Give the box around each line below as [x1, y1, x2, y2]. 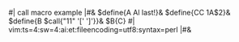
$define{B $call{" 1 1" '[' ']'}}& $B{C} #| [8, 16, 135, 26]
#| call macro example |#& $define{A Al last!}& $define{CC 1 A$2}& [8, 8, 231, 17]
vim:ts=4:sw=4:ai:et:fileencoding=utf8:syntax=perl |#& [8, 25, 192, 34]
